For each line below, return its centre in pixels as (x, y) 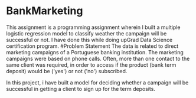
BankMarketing (45, 11)
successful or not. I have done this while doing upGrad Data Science (89, 40)
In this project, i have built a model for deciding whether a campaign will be (97, 82)
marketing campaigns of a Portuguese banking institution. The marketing (95, 52)
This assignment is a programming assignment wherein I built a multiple (93, 27)
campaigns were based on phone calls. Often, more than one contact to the (98, 58)
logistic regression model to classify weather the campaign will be (86, 33)
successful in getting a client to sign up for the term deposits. (81, 89)
